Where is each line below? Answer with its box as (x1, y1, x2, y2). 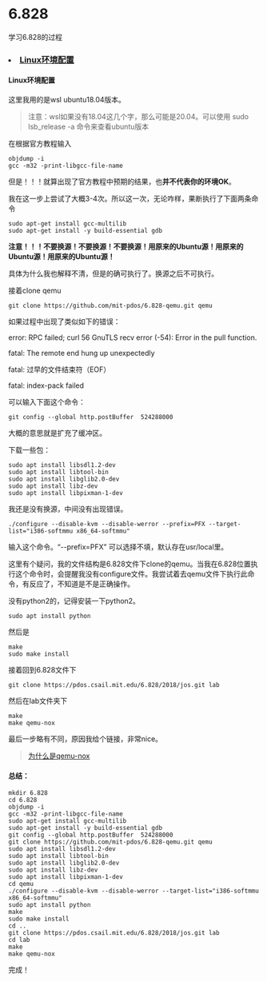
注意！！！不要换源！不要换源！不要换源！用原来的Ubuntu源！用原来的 (8, 242, 244, 252)
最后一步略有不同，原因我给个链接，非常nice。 (8, 734, 162, 744)
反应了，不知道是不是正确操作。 (29, 579, 134, 589)
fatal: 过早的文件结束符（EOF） (8, 365, 111, 374)
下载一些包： (8, 445, 50, 455)
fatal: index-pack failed (8, 381, 85, 390)
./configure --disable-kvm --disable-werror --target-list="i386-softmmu (8, 887, 260, 896)
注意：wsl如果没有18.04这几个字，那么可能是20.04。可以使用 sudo (27, 112, 249, 122)
